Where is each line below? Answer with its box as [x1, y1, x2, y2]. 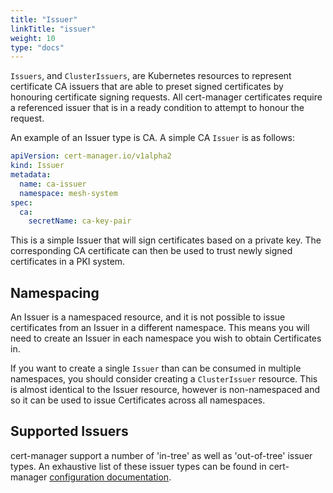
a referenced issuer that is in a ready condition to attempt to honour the [10, 102, 305, 114]
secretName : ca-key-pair [28, 216, 132, 226]
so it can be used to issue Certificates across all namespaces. [10, 394, 266, 406]
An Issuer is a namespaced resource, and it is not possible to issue [10, 311, 286, 323]
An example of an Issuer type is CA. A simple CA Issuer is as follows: [10, 132, 296, 144]
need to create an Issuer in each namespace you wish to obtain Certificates [10, 332, 322, 345]
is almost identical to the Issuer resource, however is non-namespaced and [10, 384, 321, 396]
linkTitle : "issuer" [10, 24, 97, 34]
